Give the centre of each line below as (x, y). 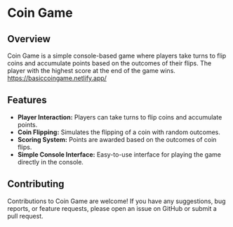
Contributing (36, 184)
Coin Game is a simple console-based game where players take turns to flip (117, 56)
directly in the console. (51, 162)
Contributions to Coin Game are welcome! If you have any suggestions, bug (116, 201)
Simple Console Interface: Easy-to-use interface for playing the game (119, 154)
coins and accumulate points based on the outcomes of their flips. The (109, 63)
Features (27, 100)
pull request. (25, 216)
